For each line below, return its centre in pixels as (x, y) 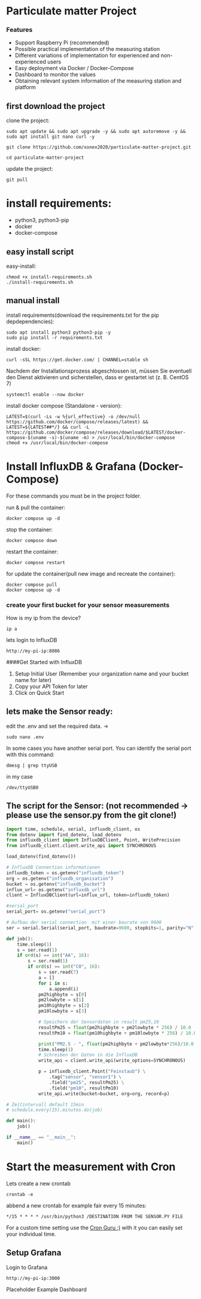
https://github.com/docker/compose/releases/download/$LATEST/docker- (96, 432)
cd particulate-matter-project (45, 158)
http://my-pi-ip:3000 (33, 1278)
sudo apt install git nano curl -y (51, 137)
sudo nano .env (25, 737)
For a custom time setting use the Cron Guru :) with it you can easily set (95, 1227)
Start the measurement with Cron (91, 1167)
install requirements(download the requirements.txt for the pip (83, 315)
